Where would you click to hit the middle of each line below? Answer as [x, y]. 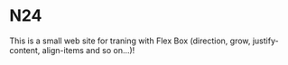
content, [25, 50]
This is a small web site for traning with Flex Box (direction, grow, [130, 41]
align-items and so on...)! [88, 50]
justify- [265, 41]
